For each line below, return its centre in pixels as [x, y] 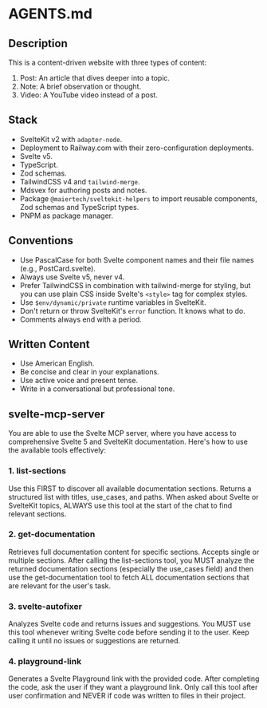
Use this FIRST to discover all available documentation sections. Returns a [130, 488]
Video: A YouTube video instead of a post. [88, 95]
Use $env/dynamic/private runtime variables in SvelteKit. [113, 302]
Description [38, 44]
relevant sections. [37, 514]
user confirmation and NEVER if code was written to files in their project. [127, 696]
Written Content [49, 344]
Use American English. [57, 363]
